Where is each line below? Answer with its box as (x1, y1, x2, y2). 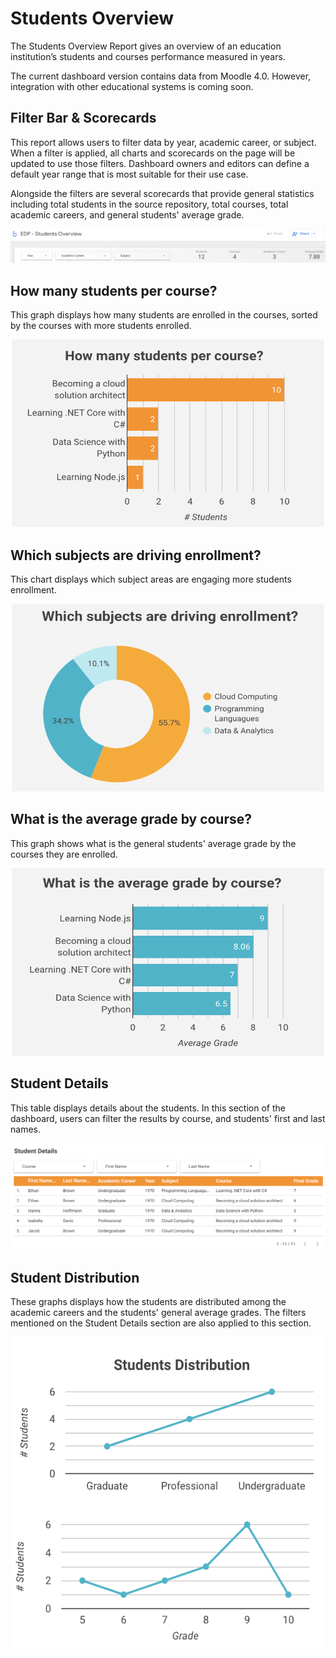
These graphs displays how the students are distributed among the (10, 1296, 287, 1308)
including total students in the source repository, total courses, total (10, 198, 289, 210)
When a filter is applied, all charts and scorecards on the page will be (10, 147, 296, 159)
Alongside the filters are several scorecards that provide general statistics (10, 187, 315, 199)
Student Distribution (10, 1269, 140, 1286)
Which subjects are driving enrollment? (10, 547, 262, 564)
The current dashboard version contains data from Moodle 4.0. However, (10, 70, 312, 82)
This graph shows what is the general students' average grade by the (10, 837, 297, 849)
